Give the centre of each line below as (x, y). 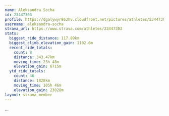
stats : (12, 33)
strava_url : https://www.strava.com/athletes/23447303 (64, 29)
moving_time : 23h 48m (36, 62)
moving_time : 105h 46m (38, 85)
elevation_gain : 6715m (38, 66)
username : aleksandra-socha (34, 24)
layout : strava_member (29, 95)
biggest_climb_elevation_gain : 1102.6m (51, 43)
